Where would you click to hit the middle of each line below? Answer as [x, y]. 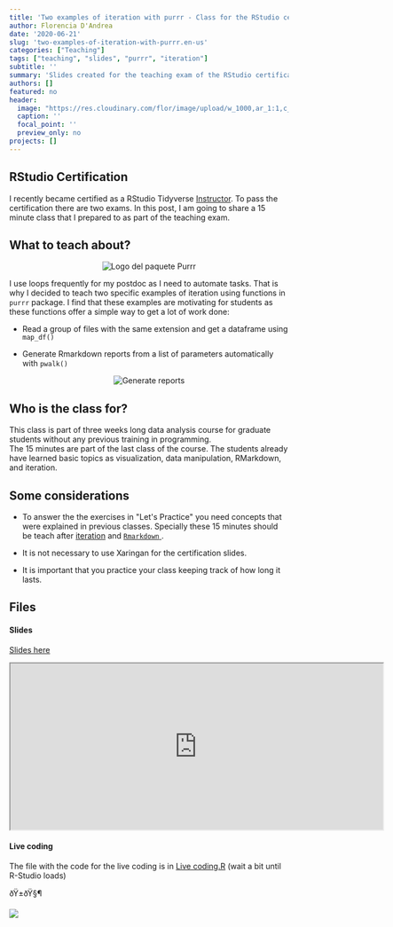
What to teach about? [70, 245]
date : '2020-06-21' [45, 34]
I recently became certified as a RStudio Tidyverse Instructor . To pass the [144, 198]
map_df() [38, 338]
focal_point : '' [47, 125]
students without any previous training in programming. [110, 439]
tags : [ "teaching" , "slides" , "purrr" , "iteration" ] [109, 59]
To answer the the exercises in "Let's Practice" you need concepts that [152, 517]
